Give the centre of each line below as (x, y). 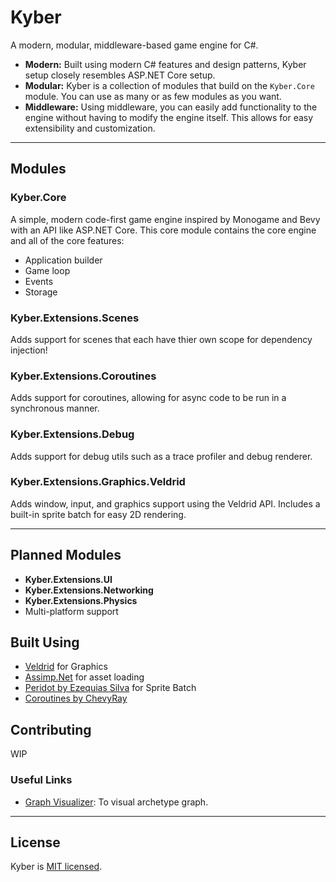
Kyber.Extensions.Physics (81, 600)
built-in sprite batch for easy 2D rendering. (98, 514)
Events (39, 281)
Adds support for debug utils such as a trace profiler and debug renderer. (161, 456)
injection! (29, 350)
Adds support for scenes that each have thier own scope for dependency (161, 339)
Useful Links (41, 780)
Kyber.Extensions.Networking (89, 590)
